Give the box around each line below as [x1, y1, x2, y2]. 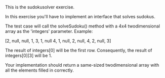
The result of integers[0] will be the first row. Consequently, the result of [5, 48, 152, 53]
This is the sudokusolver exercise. [5, 4, 75, 10]
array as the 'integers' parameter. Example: [5, 28, 93, 34]
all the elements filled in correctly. [5, 67, 74, 73]
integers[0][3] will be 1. [5, 52, 52, 58]
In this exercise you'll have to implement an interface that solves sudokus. [5, 14, 156, 19]
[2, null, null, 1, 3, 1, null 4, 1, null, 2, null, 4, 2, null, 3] [5, 38, 111, 44]
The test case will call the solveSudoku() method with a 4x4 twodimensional [5, 23, 161, 29]
